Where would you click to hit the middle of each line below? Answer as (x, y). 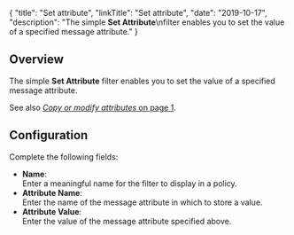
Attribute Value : (52, 211)
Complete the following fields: (64, 157)
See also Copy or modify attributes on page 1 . (93, 107)
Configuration (49, 135)
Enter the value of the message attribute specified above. (127, 221)
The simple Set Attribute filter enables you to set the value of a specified (143, 81)
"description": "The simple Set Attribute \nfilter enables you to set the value (147, 22)
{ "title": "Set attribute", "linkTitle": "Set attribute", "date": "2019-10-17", (138, 13)
